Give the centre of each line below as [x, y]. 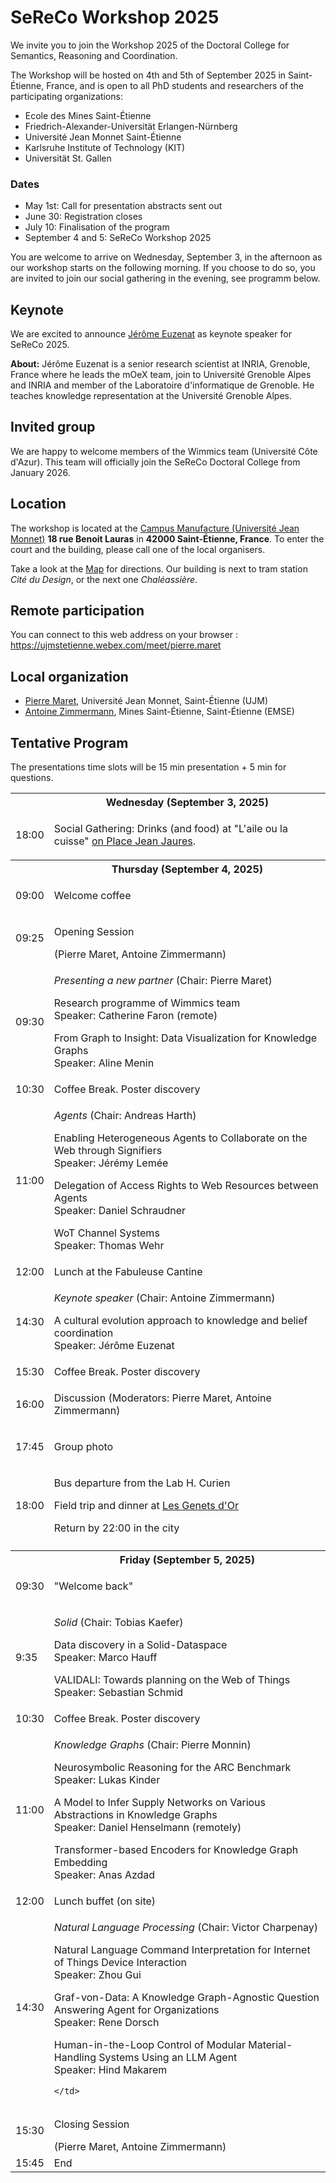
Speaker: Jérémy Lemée [111, 1163]
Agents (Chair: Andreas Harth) [125, 1115]
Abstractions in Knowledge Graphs [135, 1814]
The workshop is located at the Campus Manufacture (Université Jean [155, 528]
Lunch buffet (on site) [105, 1901]
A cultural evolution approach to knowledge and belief [180, 1320]
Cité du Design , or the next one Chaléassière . [104, 579]
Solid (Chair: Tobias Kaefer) [118, 1622]
